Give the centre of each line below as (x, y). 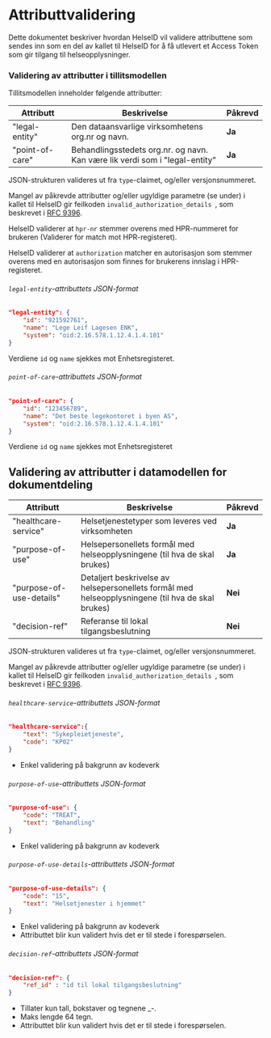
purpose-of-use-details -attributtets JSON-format (92, 864)
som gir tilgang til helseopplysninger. (69, 54)
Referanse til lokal (114, 621)
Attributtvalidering (72, 15)
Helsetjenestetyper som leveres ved (149, 521)
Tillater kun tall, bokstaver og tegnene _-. (88, 1008)
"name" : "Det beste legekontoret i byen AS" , (101, 416)
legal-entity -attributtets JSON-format (73, 288)
